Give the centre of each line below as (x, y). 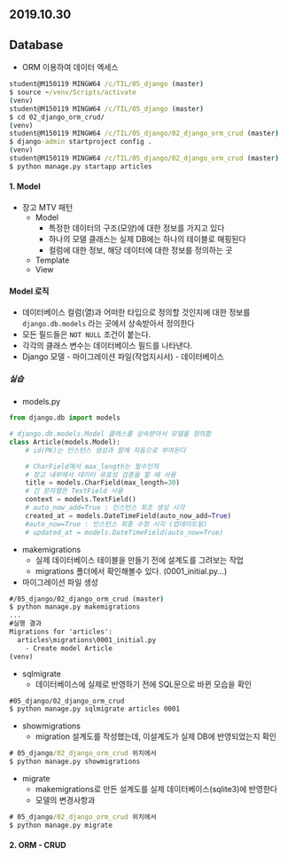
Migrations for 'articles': (61, 632)
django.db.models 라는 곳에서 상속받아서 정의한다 (108, 324)
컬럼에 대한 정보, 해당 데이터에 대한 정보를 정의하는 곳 (140, 250)
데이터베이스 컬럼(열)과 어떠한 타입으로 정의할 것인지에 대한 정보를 (136, 312)
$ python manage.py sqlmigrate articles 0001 (94, 709)
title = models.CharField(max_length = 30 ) (102, 483)
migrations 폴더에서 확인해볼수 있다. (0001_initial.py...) (131, 570)
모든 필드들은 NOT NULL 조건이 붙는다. (86, 334)
